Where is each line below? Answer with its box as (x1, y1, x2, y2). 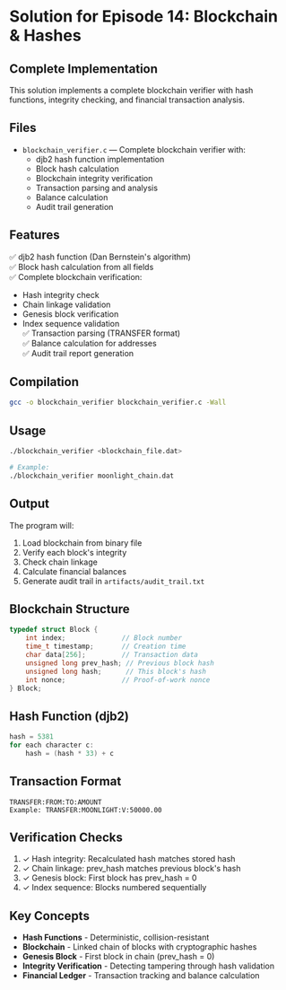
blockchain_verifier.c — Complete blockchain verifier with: (22, 144, 247, 154)
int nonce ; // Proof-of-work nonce (25, 675, 211, 684)
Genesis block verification (22, 308, 119, 320)
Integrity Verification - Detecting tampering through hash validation (22, 960, 275, 971)
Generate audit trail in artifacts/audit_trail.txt (22, 575, 205, 586)
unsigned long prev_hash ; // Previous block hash (25, 658, 215, 668)
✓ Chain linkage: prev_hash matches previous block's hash (22, 863, 241, 874)
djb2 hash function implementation (35, 153, 165, 164)
